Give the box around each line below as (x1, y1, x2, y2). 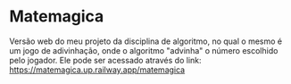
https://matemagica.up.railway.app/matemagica (9, 64, 186, 75)
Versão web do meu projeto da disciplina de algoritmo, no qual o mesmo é (9, 36, 283, 46)
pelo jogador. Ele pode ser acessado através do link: (9, 55, 203, 65)
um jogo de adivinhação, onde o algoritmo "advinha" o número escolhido (9, 45, 279, 55)
